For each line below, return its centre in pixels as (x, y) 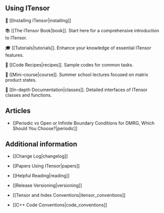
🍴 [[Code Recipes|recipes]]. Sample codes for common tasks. (69, 64)
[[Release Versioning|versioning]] (47, 185)
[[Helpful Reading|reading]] (41, 176)
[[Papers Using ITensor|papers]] (46, 166)
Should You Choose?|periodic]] (45, 128)
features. (15, 55)
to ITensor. (16, 38)
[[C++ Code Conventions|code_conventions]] (60, 205)
